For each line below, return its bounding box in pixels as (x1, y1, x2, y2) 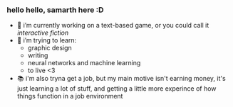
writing (27, 51, 48, 60)
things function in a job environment (16, 92, 123, 101)
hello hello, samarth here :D (6, 5, 104, 15)
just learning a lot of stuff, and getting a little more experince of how (16, 84, 217, 93)
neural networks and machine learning (27, 59, 141, 67)
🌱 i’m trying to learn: (16, 36, 77, 45)
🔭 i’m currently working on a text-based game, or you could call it (16, 21, 209, 30)
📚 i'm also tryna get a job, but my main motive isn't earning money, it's (16, 74, 226, 83)
